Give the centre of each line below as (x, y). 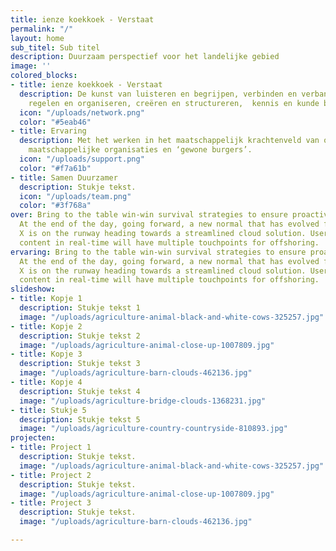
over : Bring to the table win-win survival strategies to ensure (149, 215)
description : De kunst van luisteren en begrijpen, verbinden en (158, 94)
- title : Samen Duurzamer (64, 177)
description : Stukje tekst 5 (80, 419)
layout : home (37, 38)
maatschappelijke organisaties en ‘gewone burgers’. (140, 150)
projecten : (33, 438)
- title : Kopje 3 (46, 354)
